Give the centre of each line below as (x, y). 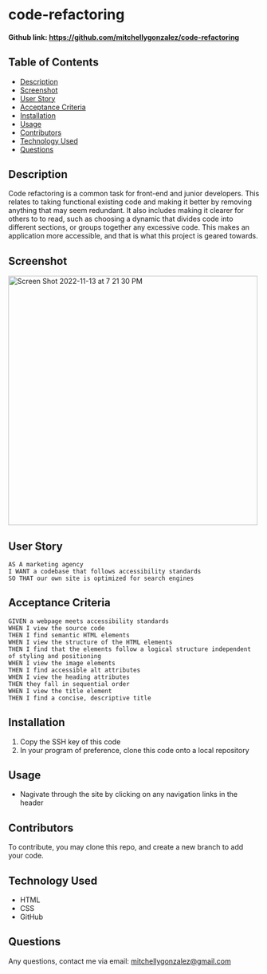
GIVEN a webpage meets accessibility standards (89, 621)
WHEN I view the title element (60, 691)
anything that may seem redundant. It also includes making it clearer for (126, 211)
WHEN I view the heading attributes (69, 677)
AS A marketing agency (46, 565)
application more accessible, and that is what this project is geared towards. (133, 236)
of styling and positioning (55, 656)
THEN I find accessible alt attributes (75, 670)
